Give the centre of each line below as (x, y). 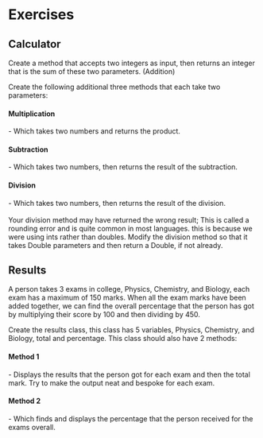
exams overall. (32, 427)
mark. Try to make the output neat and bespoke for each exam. (112, 382)
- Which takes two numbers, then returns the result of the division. (117, 203)
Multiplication (32, 114)
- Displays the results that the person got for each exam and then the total (129, 374)
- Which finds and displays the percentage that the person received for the (131, 418)
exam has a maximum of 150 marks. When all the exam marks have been (127, 298)
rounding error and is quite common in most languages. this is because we (130, 228)
